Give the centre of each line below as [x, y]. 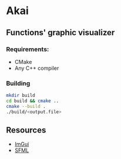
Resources [26, 130]
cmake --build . [26, 106]
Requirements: [28, 49]
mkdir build [21, 96]
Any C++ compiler [37, 68]
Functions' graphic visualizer [60, 33]
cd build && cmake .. [33, 101]
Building [18, 83]
